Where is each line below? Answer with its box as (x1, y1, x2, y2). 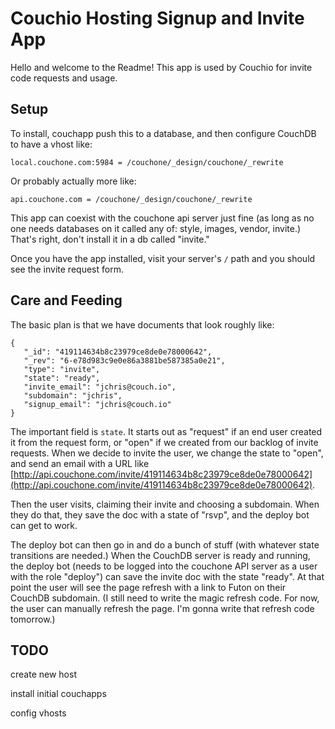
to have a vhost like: (10, 138, 93, 150)
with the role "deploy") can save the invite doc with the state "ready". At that (10, 570, 325, 582)
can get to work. (10, 519, 78, 531)
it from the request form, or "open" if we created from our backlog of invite (10, 436, 319, 448)
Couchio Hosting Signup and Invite (10, 7, 305, 30)
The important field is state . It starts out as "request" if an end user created (10, 425, 323, 437)
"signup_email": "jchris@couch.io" (23, 399, 172, 409)
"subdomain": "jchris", (23, 390, 123, 401)
